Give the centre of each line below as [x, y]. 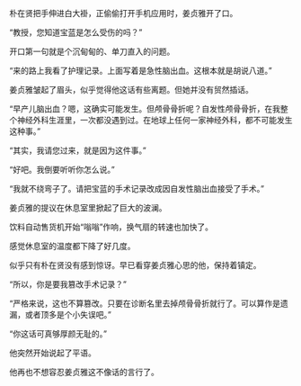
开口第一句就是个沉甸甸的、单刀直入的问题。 [92, 51]
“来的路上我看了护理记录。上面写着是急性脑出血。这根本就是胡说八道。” [141, 71]
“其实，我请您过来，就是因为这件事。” [78, 150]
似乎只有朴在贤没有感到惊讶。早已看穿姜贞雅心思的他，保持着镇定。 [135, 265]
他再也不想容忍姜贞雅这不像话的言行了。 [84, 372]
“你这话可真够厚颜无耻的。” [58, 334]
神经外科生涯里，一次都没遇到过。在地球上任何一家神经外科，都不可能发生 [155, 120]
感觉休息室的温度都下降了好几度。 [72, 246]
